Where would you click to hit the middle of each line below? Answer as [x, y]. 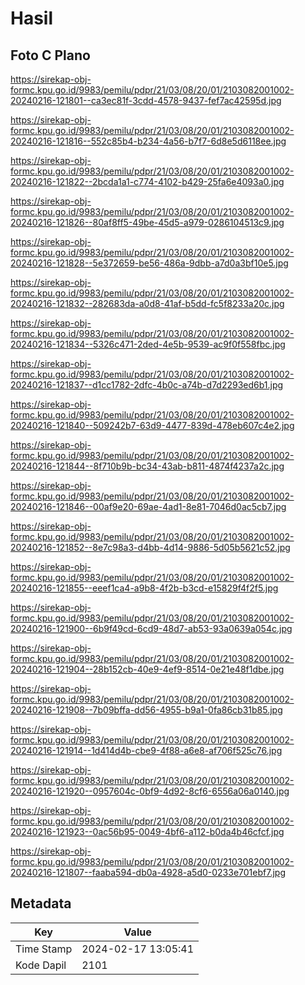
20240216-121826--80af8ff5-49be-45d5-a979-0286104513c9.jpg [147, 222]
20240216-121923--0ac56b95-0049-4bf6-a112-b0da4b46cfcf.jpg [147, 831]
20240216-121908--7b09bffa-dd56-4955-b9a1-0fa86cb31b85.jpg [146, 710]
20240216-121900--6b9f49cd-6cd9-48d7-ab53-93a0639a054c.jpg [151, 628]
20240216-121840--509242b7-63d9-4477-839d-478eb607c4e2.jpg [152, 425]
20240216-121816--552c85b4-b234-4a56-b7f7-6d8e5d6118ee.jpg [148, 141]
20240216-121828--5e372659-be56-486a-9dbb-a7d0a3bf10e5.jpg [149, 263]
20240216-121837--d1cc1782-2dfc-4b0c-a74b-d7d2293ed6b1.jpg [147, 385]
